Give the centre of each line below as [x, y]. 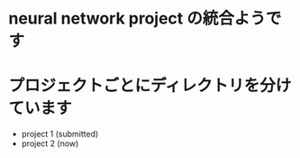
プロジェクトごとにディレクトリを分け [150, 86]
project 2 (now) [50, 144]
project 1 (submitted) [60, 134]
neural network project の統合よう [137, 19]
